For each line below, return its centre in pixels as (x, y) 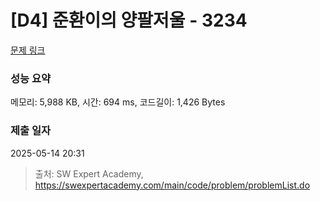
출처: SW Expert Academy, (89, 173)
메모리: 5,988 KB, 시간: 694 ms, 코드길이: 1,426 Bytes (118, 102)
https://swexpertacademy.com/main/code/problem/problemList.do (172, 185)
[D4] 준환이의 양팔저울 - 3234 (129, 20)
